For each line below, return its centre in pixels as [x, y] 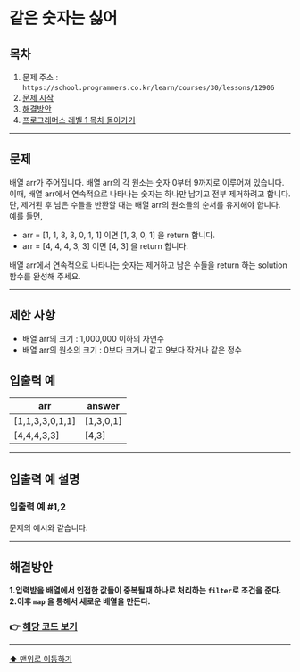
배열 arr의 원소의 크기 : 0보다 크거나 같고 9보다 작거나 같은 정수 [132, 350]
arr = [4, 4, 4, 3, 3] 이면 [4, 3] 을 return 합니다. [105, 245]
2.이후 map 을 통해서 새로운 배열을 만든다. [80, 601]
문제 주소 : [40, 77]
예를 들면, [26, 216]
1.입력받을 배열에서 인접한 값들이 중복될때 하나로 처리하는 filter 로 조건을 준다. [146, 590]
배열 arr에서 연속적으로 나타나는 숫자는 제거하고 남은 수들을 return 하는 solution [148, 265]
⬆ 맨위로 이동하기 [41, 659]
